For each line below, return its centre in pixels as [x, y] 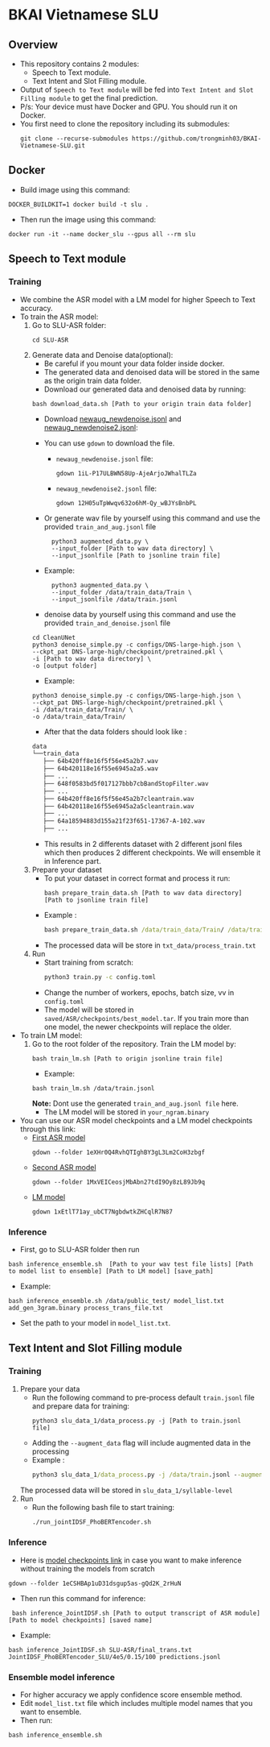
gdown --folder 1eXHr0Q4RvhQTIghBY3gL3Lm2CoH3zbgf [119, 1152]
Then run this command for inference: [83, 1598]
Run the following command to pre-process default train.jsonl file [143, 1397]
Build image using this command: [75, 189]
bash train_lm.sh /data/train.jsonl [93, 1088]
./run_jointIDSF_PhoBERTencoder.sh [91, 1522]
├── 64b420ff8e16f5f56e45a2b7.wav [101, 761]
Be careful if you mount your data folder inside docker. [134, 363]
